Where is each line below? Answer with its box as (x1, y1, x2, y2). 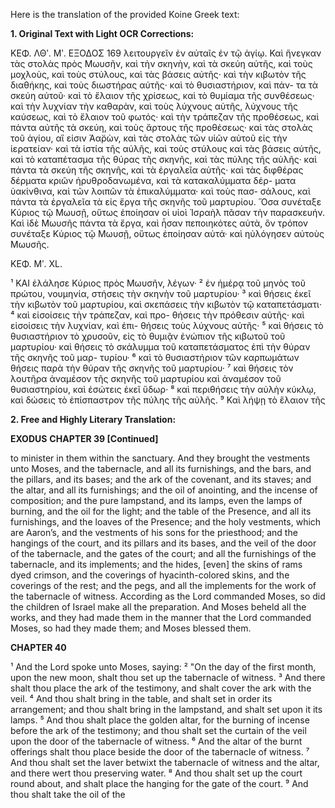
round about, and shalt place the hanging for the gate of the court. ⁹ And (10, 778, 309, 789)
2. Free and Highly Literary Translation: (10, 414, 177, 425)
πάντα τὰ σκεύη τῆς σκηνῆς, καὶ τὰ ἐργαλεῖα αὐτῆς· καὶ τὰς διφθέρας (10, 164, 304, 176)
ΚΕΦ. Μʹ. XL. (10, 258, 63, 269)
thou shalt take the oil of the (10, 789, 126, 800)
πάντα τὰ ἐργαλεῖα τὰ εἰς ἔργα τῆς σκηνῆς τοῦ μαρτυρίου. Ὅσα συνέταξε (10, 196, 322, 208)
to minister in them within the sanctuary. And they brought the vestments (10, 452, 311, 464)
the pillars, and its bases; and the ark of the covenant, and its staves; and (10, 474, 312, 485)
